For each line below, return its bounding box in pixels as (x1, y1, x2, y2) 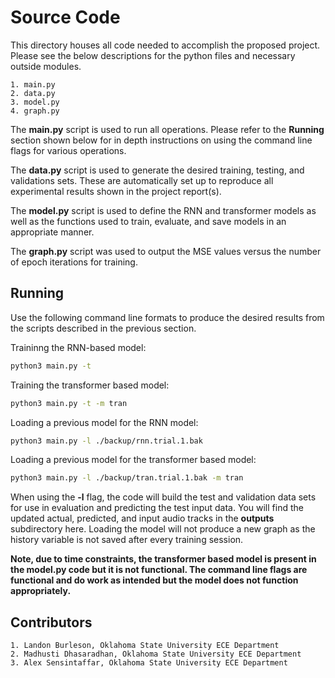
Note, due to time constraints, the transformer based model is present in (10, 553, 317, 565)
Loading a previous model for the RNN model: (10, 416, 199, 428)
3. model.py (10, 97, 60, 107)
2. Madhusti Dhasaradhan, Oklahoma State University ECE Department (10, 649, 302, 660)
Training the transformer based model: (10, 379, 170, 391)
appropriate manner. (10, 226, 95, 238)
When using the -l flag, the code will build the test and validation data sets (10, 491, 317, 503)
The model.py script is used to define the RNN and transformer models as (10, 204, 317, 216)
